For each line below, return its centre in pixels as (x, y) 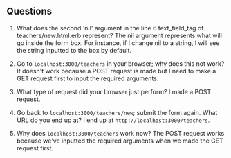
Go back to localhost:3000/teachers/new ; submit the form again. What (117, 112)
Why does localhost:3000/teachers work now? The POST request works (120, 133)
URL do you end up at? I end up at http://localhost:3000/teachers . (113, 120)
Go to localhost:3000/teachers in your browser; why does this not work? (120, 63)
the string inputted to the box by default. (74, 50)
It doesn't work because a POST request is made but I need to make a (116, 71)
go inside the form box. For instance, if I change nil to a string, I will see (118, 43)
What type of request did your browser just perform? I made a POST (114, 91)
